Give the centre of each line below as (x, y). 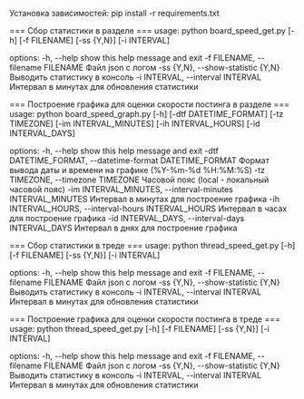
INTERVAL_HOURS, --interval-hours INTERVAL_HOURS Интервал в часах (148, 209)
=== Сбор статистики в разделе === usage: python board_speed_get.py (147, 30)
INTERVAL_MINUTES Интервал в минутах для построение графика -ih (144, 199)
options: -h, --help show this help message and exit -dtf (114, 151)
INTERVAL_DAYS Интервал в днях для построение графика (123, 228)
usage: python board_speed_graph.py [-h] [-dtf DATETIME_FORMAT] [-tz (147, 114)
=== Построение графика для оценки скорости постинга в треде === (145, 319)
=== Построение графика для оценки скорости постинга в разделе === (150, 104)
